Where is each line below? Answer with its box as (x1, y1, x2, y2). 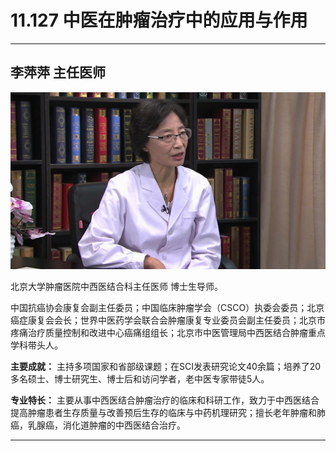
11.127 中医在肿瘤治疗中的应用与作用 (10, 9, 308, 32)
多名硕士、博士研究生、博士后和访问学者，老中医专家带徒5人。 (10, 373, 270, 385)
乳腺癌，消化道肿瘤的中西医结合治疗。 (27, 419, 186, 431)
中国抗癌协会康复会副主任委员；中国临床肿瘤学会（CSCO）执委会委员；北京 (10, 302, 325, 314)
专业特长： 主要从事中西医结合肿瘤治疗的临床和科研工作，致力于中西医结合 (10, 394, 320, 406)
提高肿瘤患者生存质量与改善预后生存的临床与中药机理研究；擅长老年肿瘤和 (10, 407, 317, 419)
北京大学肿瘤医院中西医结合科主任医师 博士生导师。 (10, 281, 223, 293)
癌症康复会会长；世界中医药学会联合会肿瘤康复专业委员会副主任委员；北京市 (10, 314, 326, 326)
